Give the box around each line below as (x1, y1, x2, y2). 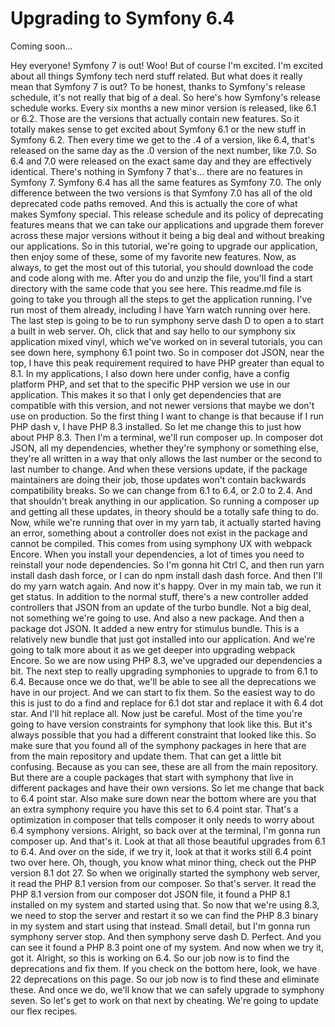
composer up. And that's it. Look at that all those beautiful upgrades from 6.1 (10, 835, 326, 847)
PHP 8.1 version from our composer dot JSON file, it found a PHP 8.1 (10, 888, 291, 900)
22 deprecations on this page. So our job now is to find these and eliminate (10, 973, 320, 985)
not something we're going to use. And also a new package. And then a (10, 612, 305, 624)
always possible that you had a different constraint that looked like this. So (10, 728, 317, 741)
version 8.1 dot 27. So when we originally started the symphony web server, (10, 867, 321, 879)
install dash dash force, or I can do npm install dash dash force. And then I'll (10, 569, 323, 581)
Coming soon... (10, 40, 73, 52)
